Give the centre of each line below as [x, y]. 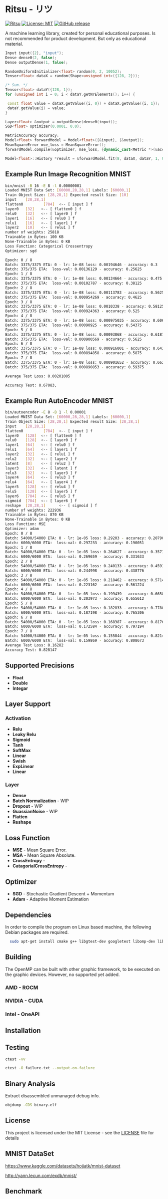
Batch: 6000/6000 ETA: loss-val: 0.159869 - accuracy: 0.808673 [74, 641]
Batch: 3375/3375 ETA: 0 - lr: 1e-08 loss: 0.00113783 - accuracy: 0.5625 [85, 293]
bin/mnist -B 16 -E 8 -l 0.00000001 [43, 186]
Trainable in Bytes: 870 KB [34, 515]
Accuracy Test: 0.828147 [31, 650]
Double [20, 683]
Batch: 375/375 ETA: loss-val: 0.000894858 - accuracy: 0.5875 [73, 353]
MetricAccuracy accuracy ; [32, 136]
